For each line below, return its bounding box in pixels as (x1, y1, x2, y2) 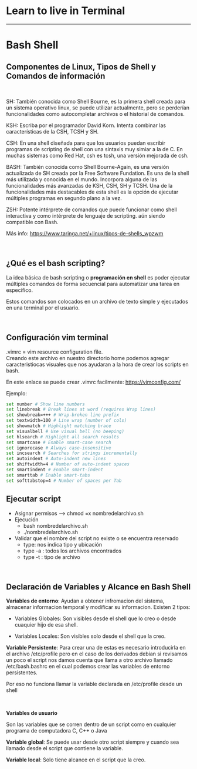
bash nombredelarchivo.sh (23, 522, 88, 529)
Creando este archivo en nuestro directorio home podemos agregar (6, 354, 169, 361)
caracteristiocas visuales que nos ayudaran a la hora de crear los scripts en (6, 361, 189, 368)
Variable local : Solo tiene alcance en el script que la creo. (6, 756, 146, 763)
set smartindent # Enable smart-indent (6, 467, 104, 473)
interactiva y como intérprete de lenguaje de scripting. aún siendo (6, 212, 165, 219)
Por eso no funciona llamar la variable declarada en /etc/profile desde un (6, 681, 183, 688)
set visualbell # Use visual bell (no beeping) (6, 428, 125, 434)
